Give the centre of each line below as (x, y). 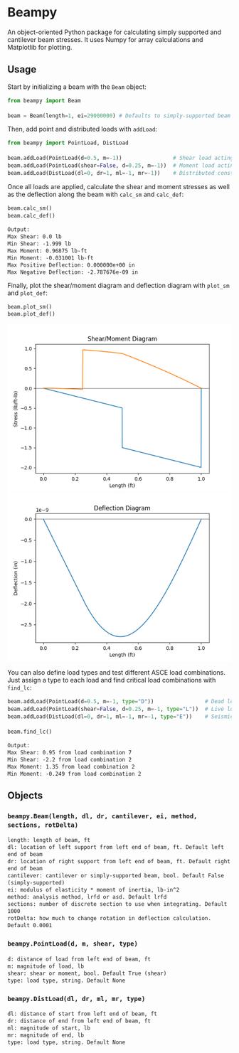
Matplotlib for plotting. (40, 47)
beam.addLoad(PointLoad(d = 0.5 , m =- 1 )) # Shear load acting (121, 158)
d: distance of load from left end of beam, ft (79, 959)
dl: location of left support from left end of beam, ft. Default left (116, 848)
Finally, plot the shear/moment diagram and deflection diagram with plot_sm (118, 285)
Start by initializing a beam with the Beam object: (77, 87)
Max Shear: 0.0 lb (34, 236)
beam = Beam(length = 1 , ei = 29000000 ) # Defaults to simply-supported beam (119, 116)
